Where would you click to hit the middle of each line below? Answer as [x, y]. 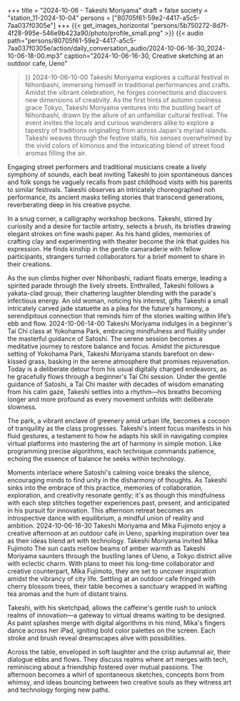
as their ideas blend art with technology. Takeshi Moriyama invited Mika [113, 541]
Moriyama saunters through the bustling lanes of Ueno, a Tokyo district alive [120, 556]
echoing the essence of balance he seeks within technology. [96, 459]
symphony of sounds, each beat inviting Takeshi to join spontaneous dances [120, 175]
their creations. [30, 264]
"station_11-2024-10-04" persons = [59, 18]
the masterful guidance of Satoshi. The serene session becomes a [105, 339]
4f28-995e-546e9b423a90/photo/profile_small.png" [85, 33]
